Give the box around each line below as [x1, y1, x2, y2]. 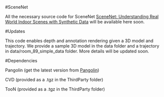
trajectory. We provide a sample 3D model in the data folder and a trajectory [5, 43, 160, 48]
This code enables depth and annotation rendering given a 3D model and [5, 38, 154, 44]
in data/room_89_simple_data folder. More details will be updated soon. [5, 48, 149, 54]
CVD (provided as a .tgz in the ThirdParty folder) [5, 77, 103, 82]
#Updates [5, 28, 26, 34]
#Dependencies [5, 58, 38, 63]
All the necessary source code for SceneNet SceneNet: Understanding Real [5, 14, 159, 19]
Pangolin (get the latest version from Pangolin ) [5, 67, 99, 73]
